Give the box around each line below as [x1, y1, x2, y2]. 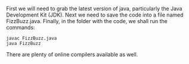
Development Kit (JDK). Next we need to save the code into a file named [6, 11, 184, 18]
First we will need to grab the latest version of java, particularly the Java [6, 5, 182, 12]
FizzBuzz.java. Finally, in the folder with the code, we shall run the [6, 18, 168, 24]
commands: [6, 24, 36, 31]
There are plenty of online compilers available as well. [6, 51, 138, 58]
